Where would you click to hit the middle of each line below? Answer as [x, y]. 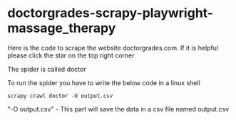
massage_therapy [62, 28]
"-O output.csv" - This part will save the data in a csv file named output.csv [118, 109]
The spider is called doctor [47, 69]
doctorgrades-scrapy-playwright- [111, 13]
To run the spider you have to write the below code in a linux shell [104, 82]
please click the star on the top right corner [71, 55]
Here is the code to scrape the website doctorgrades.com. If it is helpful [113, 48]
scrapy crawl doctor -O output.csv [60, 96]
